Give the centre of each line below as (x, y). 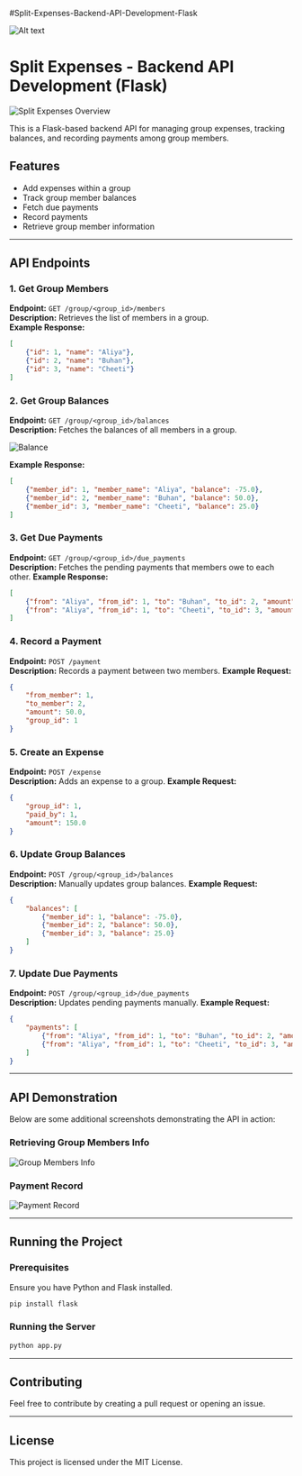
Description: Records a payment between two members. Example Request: (151, 670)
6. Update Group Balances (67, 854)
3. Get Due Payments (56, 538)
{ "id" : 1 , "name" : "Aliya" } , (80, 352)
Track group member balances (79, 197)
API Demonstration (64, 1097)
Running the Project (66, 1242)
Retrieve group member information (89, 226)
